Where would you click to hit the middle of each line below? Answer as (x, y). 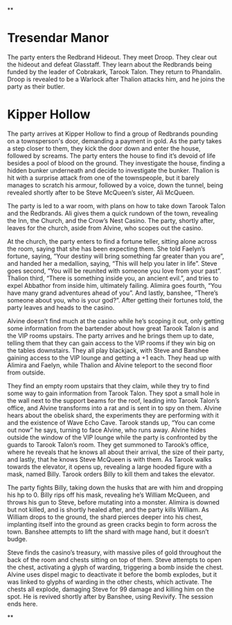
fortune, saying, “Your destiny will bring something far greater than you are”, (116, 256)
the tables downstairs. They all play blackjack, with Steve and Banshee (108, 350)
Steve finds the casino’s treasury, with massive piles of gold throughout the (114, 552)
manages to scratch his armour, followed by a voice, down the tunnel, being (115, 185)
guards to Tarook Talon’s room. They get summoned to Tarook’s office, (108, 444)
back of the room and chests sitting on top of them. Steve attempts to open (114, 559)
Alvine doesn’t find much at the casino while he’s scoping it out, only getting (116, 320)
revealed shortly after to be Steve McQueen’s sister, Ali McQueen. (101, 192)
